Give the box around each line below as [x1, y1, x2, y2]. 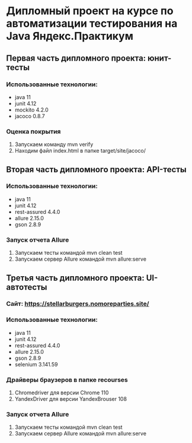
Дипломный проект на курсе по [6, 4, 174, 18]
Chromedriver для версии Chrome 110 [14, 389, 109, 396]
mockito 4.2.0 [14, 106, 49, 113]
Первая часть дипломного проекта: [6, 53, 146, 63]
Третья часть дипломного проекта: [6, 273, 145, 283]
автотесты [6, 282, 47, 292]
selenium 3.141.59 [14, 360, 58, 368]
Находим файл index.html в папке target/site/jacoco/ [14, 147, 146, 154]
